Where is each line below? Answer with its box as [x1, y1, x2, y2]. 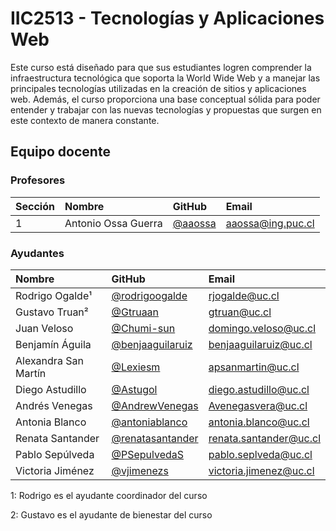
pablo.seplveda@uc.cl [208, 447, 313, 461]
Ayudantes [10, 246, 65, 260]
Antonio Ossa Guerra [64, 216, 163, 230]
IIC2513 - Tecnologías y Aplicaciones [10, 7, 325, 30]
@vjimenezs [111, 463, 169, 477]
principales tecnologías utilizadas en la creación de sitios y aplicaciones [10, 82, 307, 94]
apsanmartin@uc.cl [208, 360, 300, 374]
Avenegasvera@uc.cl [208, 398, 308, 412]
